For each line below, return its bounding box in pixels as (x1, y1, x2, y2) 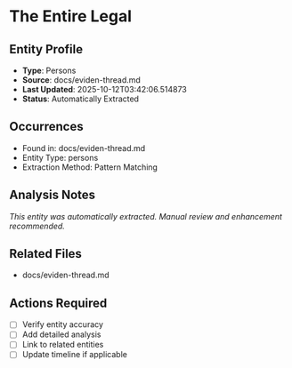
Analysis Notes (9, 188, 96, 203)
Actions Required (9, 295, 108, 310)
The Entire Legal (9, 6, 132, 27)
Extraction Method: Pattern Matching (21, 162, 158, 172)
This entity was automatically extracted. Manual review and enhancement (9, 211, 283, 221)
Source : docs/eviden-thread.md (21, 75, 141, 85)
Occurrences (9, 119, 84, 134)
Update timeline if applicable (21, 349, 127, 360)
